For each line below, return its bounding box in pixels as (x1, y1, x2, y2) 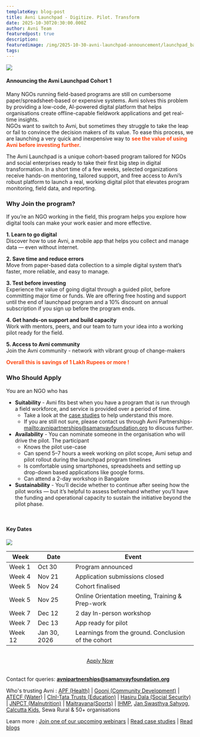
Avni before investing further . (6, 141, 82, 148)
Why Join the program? (6, 199, 76, 208)
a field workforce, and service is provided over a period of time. (14, 405, 171, 412)
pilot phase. (14, 500, 44, 508)
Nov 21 (37, 572, 59, 581)
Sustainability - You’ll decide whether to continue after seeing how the (14, 481, 189, 489)
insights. (18, 116, 39, 123)
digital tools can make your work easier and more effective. (6, 219, 152, 227)
